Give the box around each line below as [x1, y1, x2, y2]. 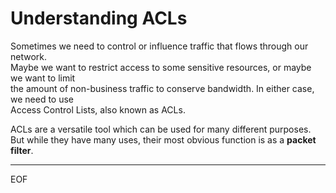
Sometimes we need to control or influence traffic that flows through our [10, 40, 309, 52]
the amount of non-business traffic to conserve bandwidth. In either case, [10, 82, 315, 94]
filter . [10, 144, 34, 156]
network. [10, 50, 48, 62]
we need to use [10, 93, 75, 105]
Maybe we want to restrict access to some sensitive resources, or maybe [10, 61, 312, 73]
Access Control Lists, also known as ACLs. [10, 103, 186, 116]
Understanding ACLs [10, 7, 188, 30]
